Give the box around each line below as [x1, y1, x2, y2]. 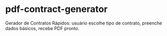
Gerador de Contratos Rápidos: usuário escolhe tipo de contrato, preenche [5, 20, 162, 26]
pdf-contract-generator [5, 3, 108, 15]
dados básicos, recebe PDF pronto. [5, 25, 80, 31]
